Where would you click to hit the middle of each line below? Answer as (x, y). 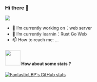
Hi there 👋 (17, 8)
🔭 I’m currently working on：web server (52, 28)
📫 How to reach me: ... (35, 40)
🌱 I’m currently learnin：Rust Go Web (49, 34)
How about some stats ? (46, 64)
